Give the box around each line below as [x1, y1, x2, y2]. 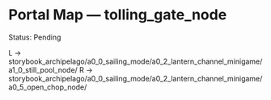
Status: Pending [8, 32, 61, 42]
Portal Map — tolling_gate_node [8, 6, 227, 24]
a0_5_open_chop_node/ [8, 82, 87, 92]
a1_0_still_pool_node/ [8, 65, 78, 74]
